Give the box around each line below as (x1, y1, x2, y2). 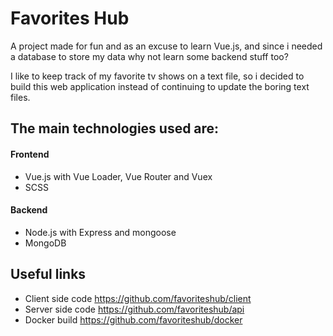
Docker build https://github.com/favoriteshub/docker (24, 313, 243, 326)
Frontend (10, 148, 50, 160)
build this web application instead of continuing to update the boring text (10, 80, 310, 92)
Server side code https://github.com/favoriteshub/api (24, 303, 245, 315)
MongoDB (24, 237, 67, 249)
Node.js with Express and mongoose (24, 226, 177, 238)
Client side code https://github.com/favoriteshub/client (24, 292, 252, 304)
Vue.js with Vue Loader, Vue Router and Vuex (24, 170, 213, 182)
